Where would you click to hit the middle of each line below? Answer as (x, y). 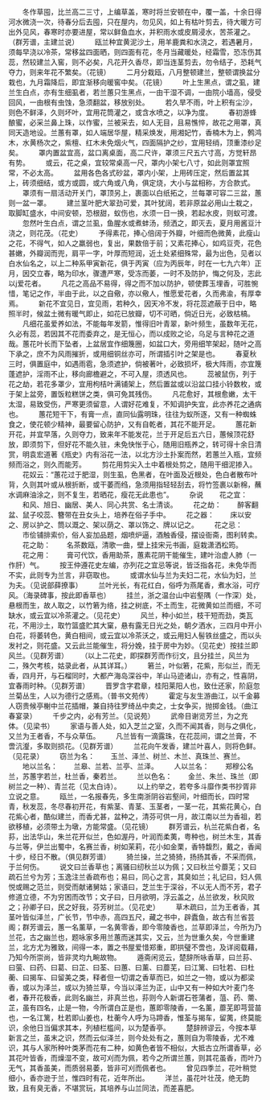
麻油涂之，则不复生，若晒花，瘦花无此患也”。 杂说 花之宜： (135, 494)
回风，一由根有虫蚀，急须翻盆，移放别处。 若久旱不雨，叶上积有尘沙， (133, 102)
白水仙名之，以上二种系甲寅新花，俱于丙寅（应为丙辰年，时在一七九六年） (131, 263)
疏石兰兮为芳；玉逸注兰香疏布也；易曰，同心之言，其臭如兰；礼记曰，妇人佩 (135, 877)
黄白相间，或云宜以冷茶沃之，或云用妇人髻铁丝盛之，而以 (159, 635)
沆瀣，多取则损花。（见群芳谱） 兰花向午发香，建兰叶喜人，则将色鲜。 (137, 746)
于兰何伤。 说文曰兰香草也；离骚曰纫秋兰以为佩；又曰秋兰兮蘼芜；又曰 (133, 867)
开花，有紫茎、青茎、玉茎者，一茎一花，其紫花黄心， (166, 806)
